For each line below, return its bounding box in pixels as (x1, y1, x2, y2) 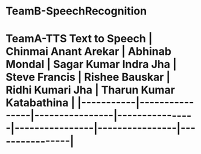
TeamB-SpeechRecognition (5, 4, 147, 18)
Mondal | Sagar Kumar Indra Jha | (5, 57, 177, 71)
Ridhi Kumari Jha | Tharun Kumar (5, 83, 176, 97)
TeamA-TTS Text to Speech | (5, 32, 153, 46)
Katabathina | (5, 96, 75, 110)
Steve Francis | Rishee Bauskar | (5, 71, 170, 84)
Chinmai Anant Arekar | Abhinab (5, 45, 171, 59)
